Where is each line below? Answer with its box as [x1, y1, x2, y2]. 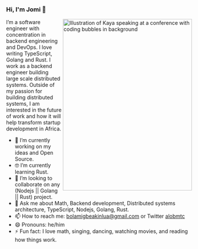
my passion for [6, 88, 42, 95]
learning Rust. [14, 168, 49, 176]
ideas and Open [14, 149, 54, 156]
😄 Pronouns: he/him [14, 221, 65, 228]
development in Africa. [6, 125, 62, 132]
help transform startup [6, 119, 61, 126]
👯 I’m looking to [14, 175, 53, 182]
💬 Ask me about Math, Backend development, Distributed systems [14, 200, 176, 207]
